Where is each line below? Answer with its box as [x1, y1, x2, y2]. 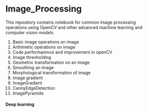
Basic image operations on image [12, 39, 79, 44]
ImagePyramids [12, 90, 44, 96]
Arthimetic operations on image [12, 44, 75, 50]
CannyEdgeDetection [12, 85, 55, 91]
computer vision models [5, 29, 54, 35]
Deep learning [5, 101, 35, 107]
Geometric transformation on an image [12, 59, 90, 65]
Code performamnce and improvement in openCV [12, 49, 113, 55]
